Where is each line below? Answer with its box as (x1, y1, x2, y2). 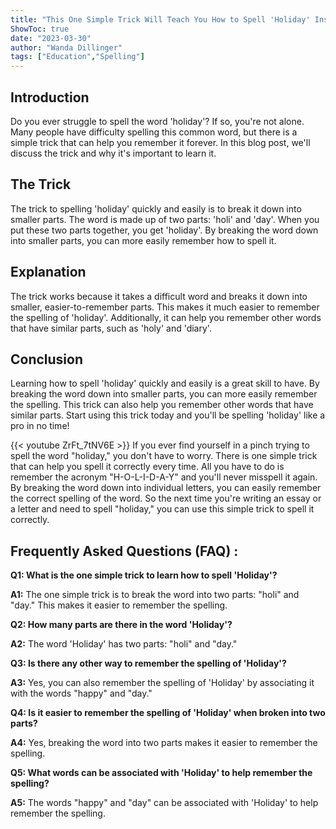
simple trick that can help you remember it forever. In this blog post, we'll (10, 136, 311, 148)
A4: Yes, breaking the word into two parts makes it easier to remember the (10, 737, 318, 749)
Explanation (10, 264, 87, 281)
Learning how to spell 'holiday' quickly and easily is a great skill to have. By (10, 377, 320, 390)
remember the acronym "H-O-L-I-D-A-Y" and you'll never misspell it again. (10, 471, 318, 483)
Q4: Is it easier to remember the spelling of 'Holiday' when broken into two (10, 707, 326, 719)
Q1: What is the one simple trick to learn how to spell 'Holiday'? (10, 569, 278, 581)
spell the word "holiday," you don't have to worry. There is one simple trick (10, 450, 318, 462)
